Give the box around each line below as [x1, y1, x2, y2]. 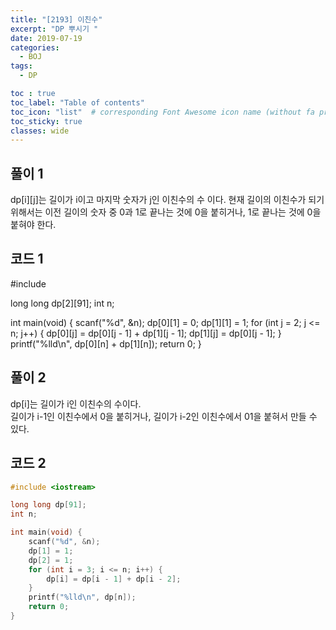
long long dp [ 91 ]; [10, 500, 87, 510]
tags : [10, 61, 33, 71]
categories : [10, 42, 60, 53]
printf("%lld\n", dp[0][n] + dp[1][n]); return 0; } [10, 337, 202, 350]
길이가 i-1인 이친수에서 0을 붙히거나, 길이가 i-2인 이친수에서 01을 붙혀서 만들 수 [10, 410, 318, 422]
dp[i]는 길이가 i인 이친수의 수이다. [10, 397, 142, 410]
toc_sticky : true [10, 116, 83, 126]
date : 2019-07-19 [10, 33, 83, 43]
